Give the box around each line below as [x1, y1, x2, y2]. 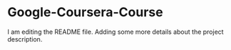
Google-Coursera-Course [7, 4, 163, 20]
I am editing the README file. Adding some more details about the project [7, 27, 224, 36]
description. [7, 35, 43, 43]
